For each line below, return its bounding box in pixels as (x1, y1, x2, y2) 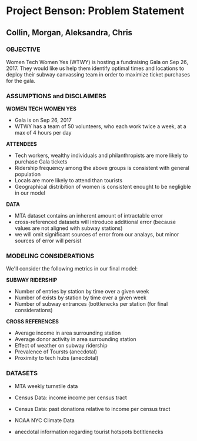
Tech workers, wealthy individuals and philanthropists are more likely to (14, 152, 188, 159)
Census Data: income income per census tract (14, 394, 128, 401)
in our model (14, 189, 46, 196)
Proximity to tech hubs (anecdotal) (14, 355, 99, 362)
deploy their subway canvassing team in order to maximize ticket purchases (6, 71, 190, 78)
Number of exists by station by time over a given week (14, 294, 147, 301)
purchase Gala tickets (14, 158, 68, 165)
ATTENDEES (6, 141, 37, 148)
